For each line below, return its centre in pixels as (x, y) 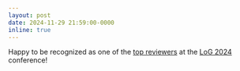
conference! (28, 60)
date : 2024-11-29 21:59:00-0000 (61, 23)
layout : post (30, 15)
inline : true (30, 30)
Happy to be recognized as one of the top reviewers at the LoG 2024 (120, 52)
